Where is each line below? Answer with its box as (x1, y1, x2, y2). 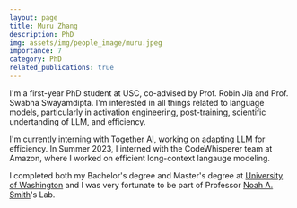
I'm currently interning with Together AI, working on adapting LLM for (9, 134, 266, 144)
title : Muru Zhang (9, 22, 78, 30)
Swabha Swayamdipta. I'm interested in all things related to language (9, 97, 265, 108)
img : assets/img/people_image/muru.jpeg (9, 38, 163, 48)
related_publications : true (9, 64, 115, 73)
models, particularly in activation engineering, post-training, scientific (9, 107, 266, 117)
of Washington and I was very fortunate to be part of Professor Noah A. (9, 179, 274, 190)
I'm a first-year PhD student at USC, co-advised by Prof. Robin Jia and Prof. (9, 87, 289, 99)
